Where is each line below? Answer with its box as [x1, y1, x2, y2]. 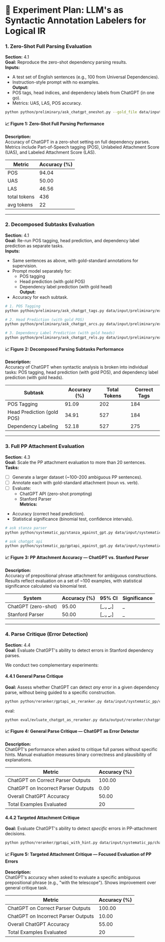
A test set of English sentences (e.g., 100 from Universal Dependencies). [12, 74, 160, 80]
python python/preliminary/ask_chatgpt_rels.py [5, 335, 105, 340]
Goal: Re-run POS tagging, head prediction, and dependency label [5, 237, 139, 243]
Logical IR [5, 26, 46, 36]
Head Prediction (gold [7, 408, 58, 415]
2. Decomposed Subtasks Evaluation [5, 221, 95, 228]
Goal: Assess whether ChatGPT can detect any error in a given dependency [5, 684, 160, 690]
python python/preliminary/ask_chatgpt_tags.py [5, 308, 105, 313]
